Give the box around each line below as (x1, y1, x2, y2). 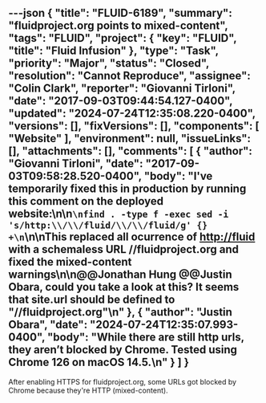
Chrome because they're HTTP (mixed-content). (8, 385, 168, 395)
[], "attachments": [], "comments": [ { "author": (8, 145, 252, 158)
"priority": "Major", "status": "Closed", (8, 56, 210, 71)
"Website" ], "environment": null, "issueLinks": (8, 132, 251, 145)
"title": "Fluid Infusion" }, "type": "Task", (8, 44, 219, 58)
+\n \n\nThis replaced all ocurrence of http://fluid (8, 230, 256, 244)
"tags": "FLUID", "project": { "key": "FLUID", (8, 31, 237, 45)
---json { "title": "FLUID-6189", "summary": (8, 6, 232, 20)
